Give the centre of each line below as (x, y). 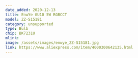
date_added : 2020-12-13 (31, 10)
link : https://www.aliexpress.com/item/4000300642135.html (69, 47)
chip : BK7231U (20, 33)
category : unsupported (29, 24)
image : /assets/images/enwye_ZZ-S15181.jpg (52, 43)
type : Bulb (17, 29)
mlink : (12, 38)
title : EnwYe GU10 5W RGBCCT (36, 15)
